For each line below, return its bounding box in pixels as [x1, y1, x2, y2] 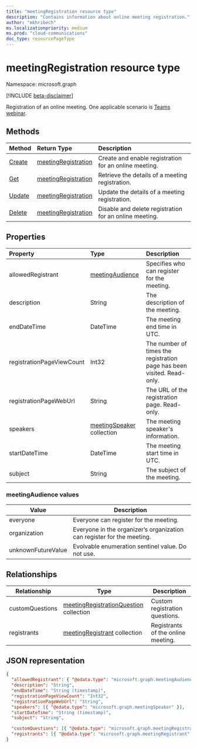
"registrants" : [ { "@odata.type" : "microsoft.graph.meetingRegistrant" [11, 731, 191, 737]
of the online [151, 628, 186, 636]
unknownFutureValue [9, 546, 67, 554]
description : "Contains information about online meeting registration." [6, 14, 191, 20]
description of [145, 298, 185, 306]
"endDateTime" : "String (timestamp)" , [11, 688, 107, 694]
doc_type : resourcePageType [6, 36, 75, 42]
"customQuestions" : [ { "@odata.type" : [11, 726, 107, 732]
